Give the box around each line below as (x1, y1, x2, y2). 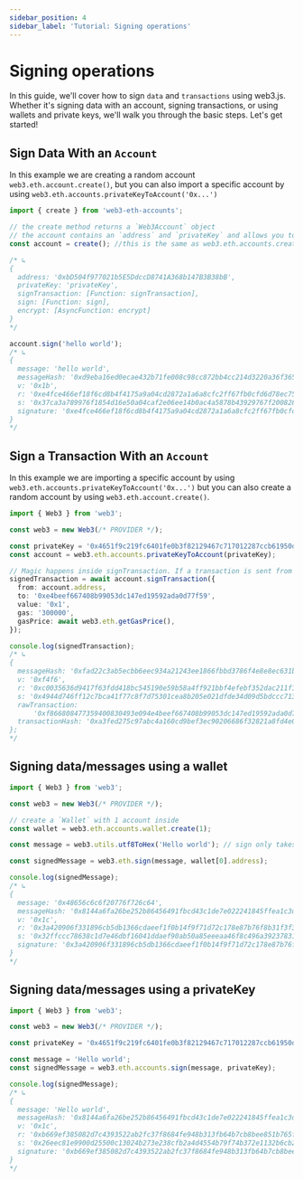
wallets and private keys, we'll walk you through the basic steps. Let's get (9, 109, 283, 120)
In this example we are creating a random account (9, 169, 196, 181)
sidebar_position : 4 (9, 13, 87, 23)
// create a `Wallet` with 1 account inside (9, 816, 179, 825)
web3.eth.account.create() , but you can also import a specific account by (9, 179, 285, 190)
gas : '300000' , (17, 608, 75, 618)
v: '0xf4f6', (17, 675, 67, 684)
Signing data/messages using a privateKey (9, 982, 256, 997)
